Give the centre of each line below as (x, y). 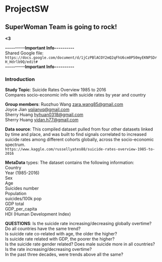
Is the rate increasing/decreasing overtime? (49, 249)
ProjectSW (27, 9)
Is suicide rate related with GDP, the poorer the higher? (60, 239)
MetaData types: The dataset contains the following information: (70, 163)
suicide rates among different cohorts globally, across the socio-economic (80, 140)
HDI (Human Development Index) (38, 214)
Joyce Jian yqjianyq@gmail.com (37, 110)
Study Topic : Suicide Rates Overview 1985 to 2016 (56, 90)
